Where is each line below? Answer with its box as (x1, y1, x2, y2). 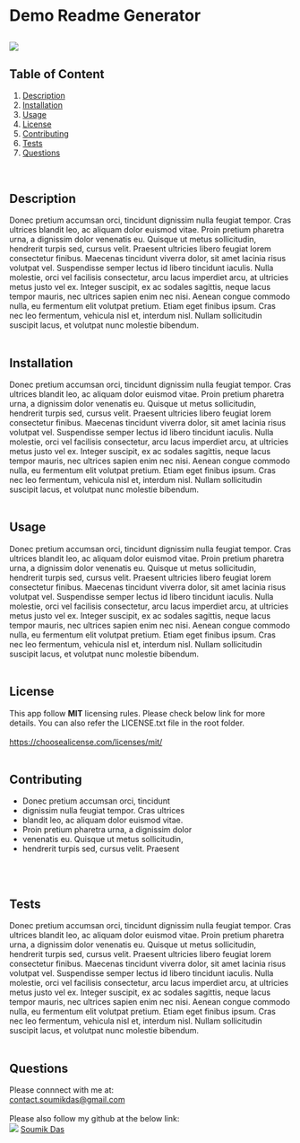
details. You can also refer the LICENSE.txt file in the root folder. (9, 717, 244, 728)
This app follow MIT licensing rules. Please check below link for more (9, 708, 266, 718)
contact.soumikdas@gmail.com (9, 1095, 125, 1105)
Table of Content (9, 66, 105, 82)
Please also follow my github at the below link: (9, 1113, 180, 1124)
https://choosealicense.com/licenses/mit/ (9, 736, 163, 747)
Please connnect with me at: (9, 1085, 115, 1095)
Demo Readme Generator (9, 5, 201, 26)
